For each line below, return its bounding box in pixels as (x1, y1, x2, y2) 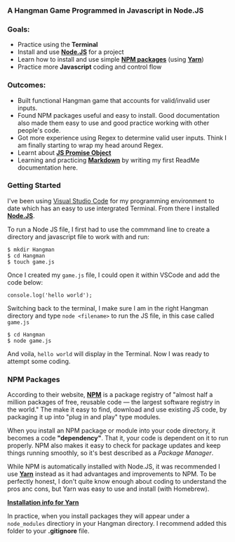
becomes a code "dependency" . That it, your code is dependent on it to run (7, 434, 229, 442)
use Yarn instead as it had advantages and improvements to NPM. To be (7, 470, 217, 478)
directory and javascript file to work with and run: (7, 232, 149, 240)
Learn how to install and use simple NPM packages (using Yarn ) (17, 55, 205, 64)
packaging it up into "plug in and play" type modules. (7, 413, 161, 421)
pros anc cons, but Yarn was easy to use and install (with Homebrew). (7, 485, 210, 493)
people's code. (17, 126, 61, 135)
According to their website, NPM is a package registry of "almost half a (7, 391, 213, 399)
